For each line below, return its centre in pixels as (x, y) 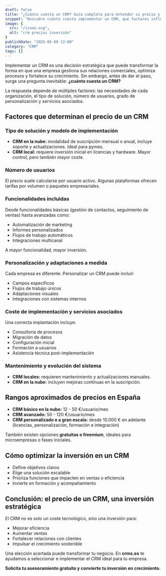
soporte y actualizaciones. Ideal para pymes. (58, 147)
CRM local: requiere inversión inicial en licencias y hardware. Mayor (82, 152)
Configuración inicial (33, 342)
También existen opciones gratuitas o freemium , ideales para (68, 435)
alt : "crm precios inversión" (41, 33)
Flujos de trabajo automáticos (42, 235)
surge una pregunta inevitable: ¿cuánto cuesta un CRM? (63, 81)
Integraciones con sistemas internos (49, 299)
